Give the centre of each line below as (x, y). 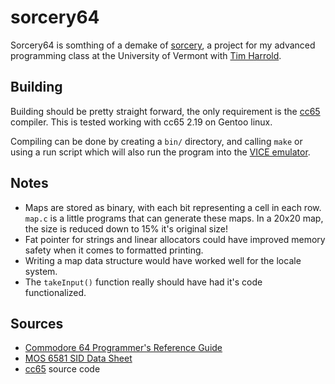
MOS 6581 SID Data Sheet (78, 358)
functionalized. (55, 292)
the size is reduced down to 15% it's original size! (126, 228)
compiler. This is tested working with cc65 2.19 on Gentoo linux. (141, 122)
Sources (37, 323)
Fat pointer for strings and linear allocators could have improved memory (175, 239)
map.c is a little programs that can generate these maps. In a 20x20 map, (174, 218)
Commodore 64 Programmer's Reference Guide (123, 348)
